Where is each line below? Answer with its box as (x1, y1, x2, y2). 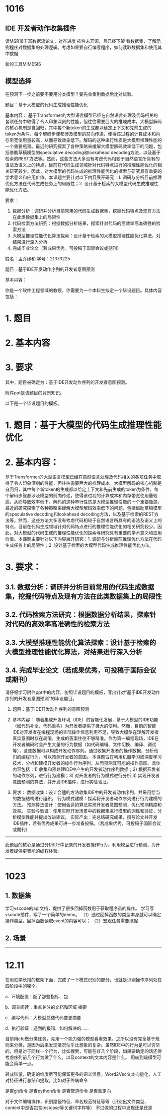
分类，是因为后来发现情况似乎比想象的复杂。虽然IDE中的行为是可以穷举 (13, 1042, 161, 1048)
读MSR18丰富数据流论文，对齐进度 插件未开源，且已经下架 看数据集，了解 (5, 38, 157, 44)
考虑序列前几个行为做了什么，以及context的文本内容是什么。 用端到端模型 (5, 1054, 157, 1060)
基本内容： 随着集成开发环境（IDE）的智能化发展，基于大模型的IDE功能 (12, 717, 159, 723)
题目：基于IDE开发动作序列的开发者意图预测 (5, 266, 95, 272)
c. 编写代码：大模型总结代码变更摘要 (5, 1015, 81, 1021)
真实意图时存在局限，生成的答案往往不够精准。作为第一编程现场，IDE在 (12, 736, 159, 742)
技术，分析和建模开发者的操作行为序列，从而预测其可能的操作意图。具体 (12, 760, 161, 766)
